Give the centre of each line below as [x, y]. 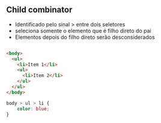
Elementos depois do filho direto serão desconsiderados [85, 37]
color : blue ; [33, 109]
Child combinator [39, 10]
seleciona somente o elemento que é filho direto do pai [83, 31]
